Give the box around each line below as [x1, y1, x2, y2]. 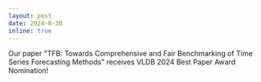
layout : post [8, 11, 52, 20]
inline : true [8, 27, 52, 35]
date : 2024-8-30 [8, 19, 63, 27]
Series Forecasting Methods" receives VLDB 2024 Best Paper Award [8, 57, 236, 67]
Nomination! [8, 66, 49, 76]
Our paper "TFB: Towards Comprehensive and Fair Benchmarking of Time [8, 49, 253, 59]
